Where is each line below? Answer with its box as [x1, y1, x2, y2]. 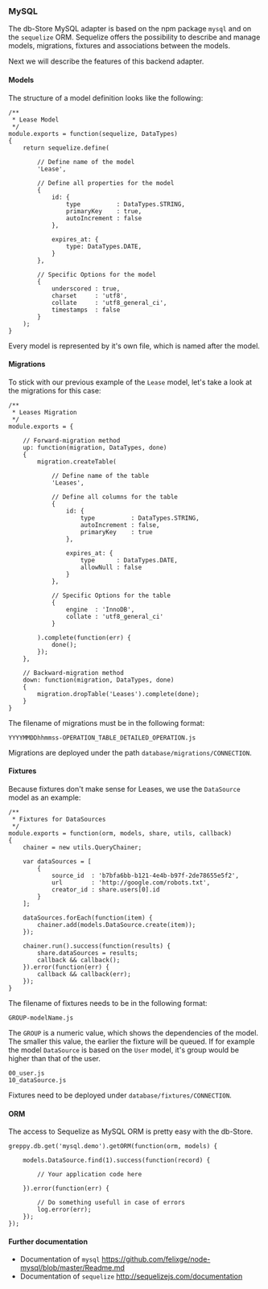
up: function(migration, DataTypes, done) [23, 443, 167, 451]
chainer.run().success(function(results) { [23, 941, 171, 950]
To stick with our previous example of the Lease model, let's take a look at [8, 377, 252, 387]
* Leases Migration [11, 408, 78, 416]
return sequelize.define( [23, 143, 110, 152]
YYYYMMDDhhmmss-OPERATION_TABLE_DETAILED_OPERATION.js [8, 734, 196, 742]
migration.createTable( [37, 457, 117, 466]
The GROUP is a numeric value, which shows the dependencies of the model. [8, 1027, 259, 1037]
